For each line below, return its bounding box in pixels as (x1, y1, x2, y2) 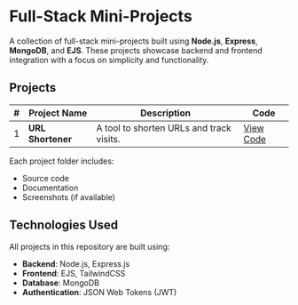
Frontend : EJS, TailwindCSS (21, 268, 126, 278)
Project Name (28, 107, 88, 119)
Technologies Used (9, 218, 118, 233)
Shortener (27, 132, 73, 145)
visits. (96, 132, 121, 145)
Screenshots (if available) (21, 191, 115, 202)
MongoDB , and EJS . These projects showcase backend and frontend (9, 44, 263, 55)
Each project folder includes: (9, 156, 114, 166)
